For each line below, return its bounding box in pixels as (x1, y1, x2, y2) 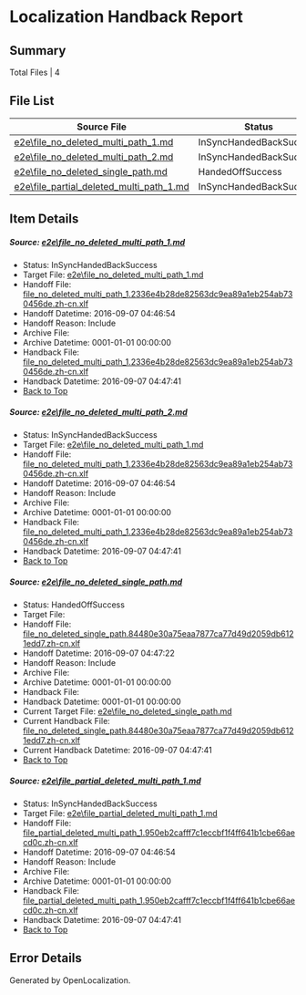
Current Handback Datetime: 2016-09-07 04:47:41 (22, 745, 212, 756)
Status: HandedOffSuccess (22, 599, 126, 610)
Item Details (9, 212, 79, 227)
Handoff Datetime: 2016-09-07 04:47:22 (22, 648, 176, 658)
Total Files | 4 (9, 67, 61, 78)
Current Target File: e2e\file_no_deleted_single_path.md (22, 706, 232, 717)
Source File (76, 120, 127, 133)
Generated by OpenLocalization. (9, 974, 131, 986)
